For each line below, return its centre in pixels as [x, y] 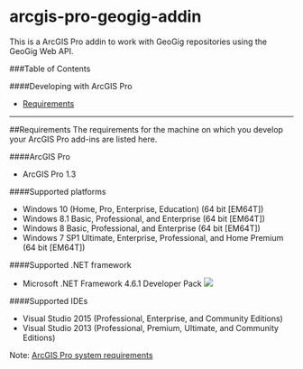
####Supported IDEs [49, 300]
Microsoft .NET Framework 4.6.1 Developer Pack [112, 283]
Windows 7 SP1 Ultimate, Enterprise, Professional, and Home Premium [153, 237]
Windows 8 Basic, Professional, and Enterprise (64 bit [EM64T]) [142, 228]
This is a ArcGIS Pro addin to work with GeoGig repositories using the [138, 42]
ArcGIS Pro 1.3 [49, 174]
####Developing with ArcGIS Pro [71, 86]
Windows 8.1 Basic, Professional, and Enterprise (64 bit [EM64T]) [144, 218]
